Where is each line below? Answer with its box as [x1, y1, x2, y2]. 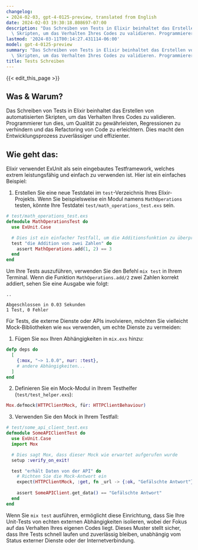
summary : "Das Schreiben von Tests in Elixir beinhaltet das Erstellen [6, 47, 186, 53]
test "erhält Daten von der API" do [11, 468, 101, 474]
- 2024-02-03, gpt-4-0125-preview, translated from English [6, 14, 157, 20]
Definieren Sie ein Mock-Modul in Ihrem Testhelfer [14, 385, 137, 392]
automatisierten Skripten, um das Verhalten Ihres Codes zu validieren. [6, 114, 176, 121]
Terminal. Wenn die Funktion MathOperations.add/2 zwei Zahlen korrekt [6, 274, 179, 281]
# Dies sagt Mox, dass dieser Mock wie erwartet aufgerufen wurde [11, 452, 178, 458]
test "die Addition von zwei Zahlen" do [11, 240, 112, 246]
